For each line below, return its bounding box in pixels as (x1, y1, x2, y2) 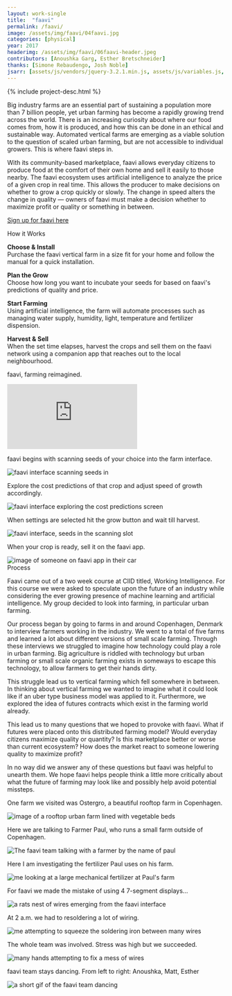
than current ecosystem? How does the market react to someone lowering (7, 742, 220, 751)
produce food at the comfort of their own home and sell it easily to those (7, 166, 214, 174)
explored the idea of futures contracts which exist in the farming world (7, 699, 208, 708)
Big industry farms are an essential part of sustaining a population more (7, 101, 212, 109)
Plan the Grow (7, 271, 48, 279)
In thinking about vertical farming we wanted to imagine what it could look (7, 684, 218, 693)
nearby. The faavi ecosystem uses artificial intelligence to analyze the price (7, 173, 222, 181)
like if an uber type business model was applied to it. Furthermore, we (7, 692, 206, 700)
